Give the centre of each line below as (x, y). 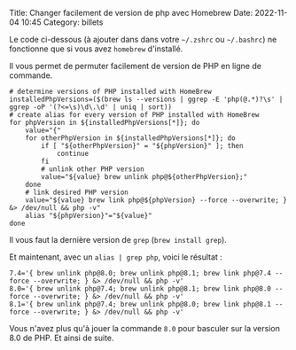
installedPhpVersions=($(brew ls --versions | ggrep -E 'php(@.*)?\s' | (146, 99)
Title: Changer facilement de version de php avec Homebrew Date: (131, 13)
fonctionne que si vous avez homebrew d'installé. (96, 49)
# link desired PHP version (77, 192)
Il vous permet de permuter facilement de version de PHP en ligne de (135, 66)
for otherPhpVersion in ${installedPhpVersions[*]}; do (131, 138)
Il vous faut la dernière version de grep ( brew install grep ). (118, 240)
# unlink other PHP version (93, 169)
